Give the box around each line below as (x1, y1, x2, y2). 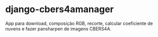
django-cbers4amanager (5, 4, 114, 15)
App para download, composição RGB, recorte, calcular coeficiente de (5, 20, 153, 26)
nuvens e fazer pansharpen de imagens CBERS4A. (5, 25, 112, 31)
